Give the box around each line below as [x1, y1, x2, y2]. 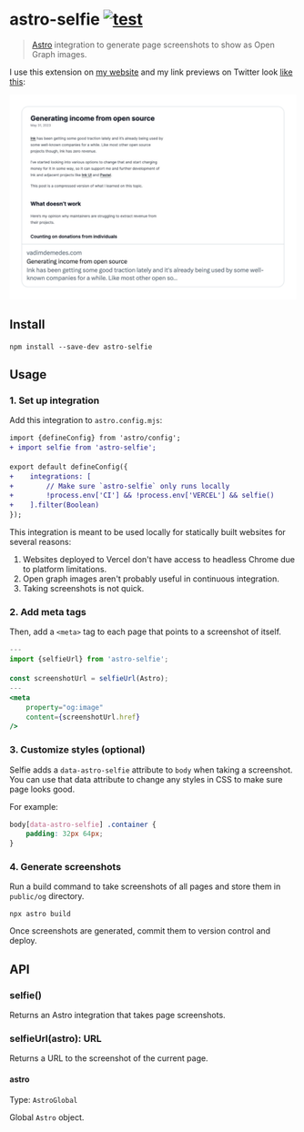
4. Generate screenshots [9, 861, 121, 874]
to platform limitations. [22, 564, 107, 575]
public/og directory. [9, 891, 85, 902]
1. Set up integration [9, 394, 100, 407]
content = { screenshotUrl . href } [25, 713, 141, 722]
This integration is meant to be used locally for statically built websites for [9, 527, 287, 538]
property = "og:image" [25, 702, 104, 712]
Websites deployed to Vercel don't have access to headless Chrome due [22, 554, 296, 565]
